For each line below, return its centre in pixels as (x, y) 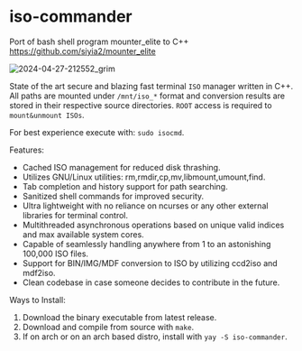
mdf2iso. (39, 272)
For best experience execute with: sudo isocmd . (97, 132)
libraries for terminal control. (75, 215)
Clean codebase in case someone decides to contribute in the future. (151, 282)
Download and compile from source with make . (108, 327)
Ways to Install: (37, 300)
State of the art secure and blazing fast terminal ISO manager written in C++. (151, 86)
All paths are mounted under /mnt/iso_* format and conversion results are (147, 96)
